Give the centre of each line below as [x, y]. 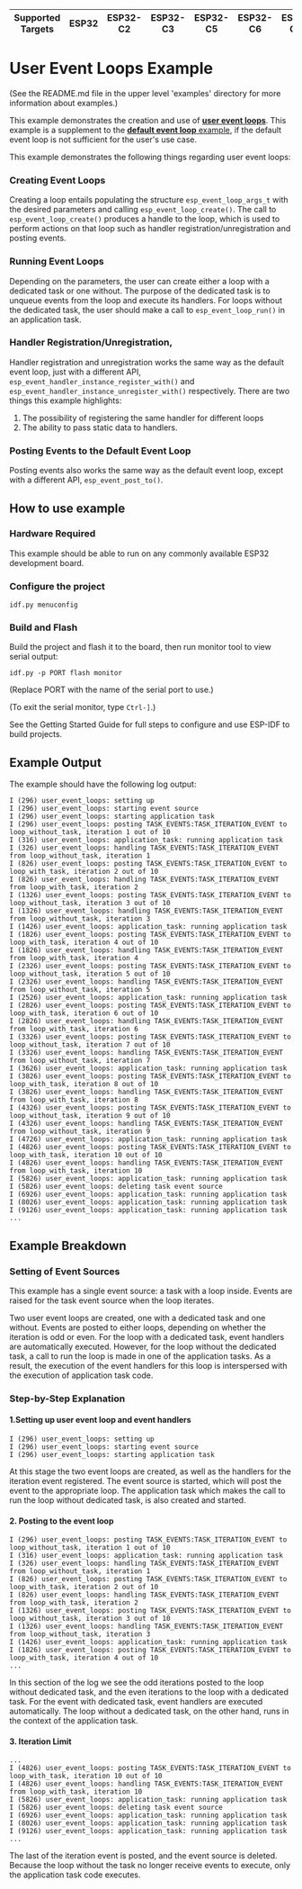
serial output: [34, 657]
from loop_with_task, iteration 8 [74, 1100]
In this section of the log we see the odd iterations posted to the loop [137, 1683]
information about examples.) [64, 103]
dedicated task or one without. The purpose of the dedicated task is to [140, 291]
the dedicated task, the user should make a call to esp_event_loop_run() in [147, 310]
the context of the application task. [74, 1721]
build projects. [36, 734]
